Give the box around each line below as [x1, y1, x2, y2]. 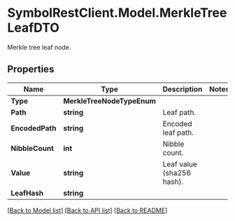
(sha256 [162, 168, 191, 178]
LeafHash [10, 188, 44, 198]
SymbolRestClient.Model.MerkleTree [7, 5, 227, 21]
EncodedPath [10, 123, 57, 133]
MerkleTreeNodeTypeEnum [62, 96, 156, 106]
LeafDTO [7, 20, 59, 36]
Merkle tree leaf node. [7, 43, 71, 51]
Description [162, 84, 203, 94]
